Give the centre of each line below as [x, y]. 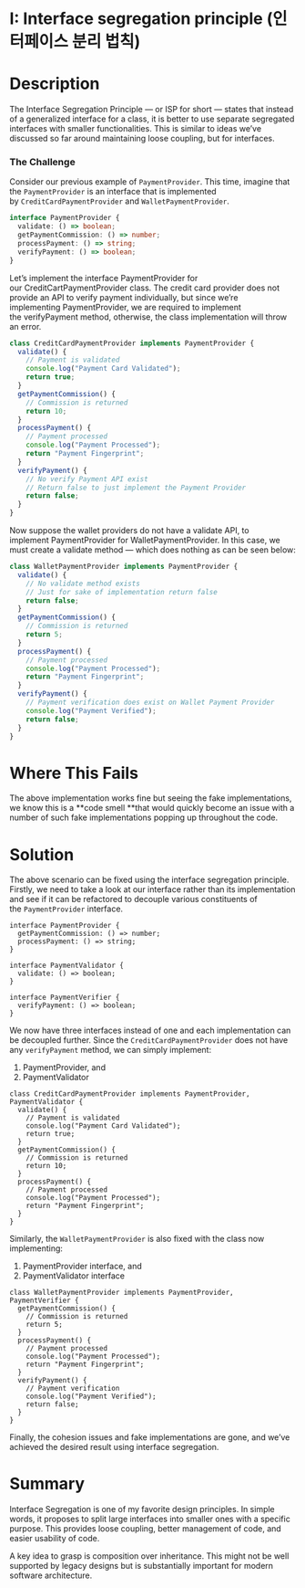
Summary [47, 1484]
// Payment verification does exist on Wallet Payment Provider [150, 703]
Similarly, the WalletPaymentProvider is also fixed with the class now [137, 1239]
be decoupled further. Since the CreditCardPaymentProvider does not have [149, 1040]
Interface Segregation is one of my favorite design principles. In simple [142, 1509]
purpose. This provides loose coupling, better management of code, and [146, 1529]
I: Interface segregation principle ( [141, 19]
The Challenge [42, 163]
